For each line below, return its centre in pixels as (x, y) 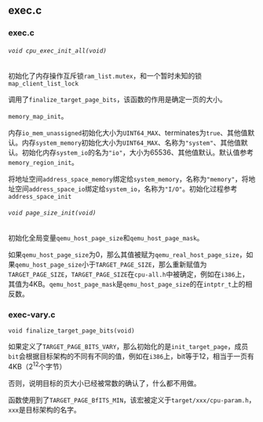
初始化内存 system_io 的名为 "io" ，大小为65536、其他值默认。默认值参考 (137, 152)
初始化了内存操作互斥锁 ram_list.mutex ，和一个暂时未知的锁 (105, 75)
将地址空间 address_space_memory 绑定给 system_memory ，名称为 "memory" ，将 (128, 178)
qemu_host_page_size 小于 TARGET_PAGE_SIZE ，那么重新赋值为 (111, 264)
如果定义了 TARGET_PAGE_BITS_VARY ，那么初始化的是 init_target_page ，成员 (128, 347)
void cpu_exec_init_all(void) (58, 51)
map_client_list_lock (44, 83)
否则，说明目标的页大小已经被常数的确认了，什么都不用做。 (104, 383)
